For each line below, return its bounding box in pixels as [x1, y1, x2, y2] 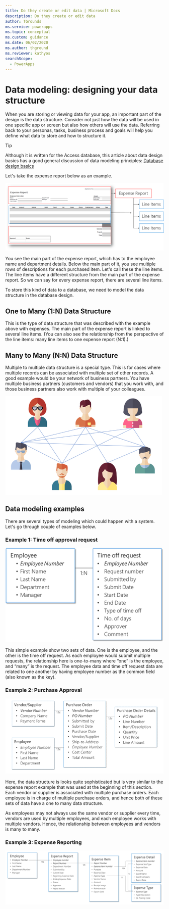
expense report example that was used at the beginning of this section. [5, 784, 153, 790]
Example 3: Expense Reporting [5, 839, 82, 846]
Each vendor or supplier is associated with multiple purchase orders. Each [5, 789, 159, 795]
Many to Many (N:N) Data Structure [5, 351, 118, 360]
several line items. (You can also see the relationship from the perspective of [5, 331, 164, 337]
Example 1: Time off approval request [5, 536, 98, 543]
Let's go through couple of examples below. [5, 523, 97, 530]
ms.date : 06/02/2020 [5, 40, 49, 45]
